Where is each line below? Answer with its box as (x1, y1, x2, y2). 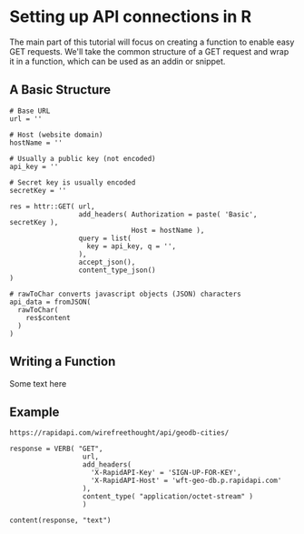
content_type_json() (78, 266, 156, 275)
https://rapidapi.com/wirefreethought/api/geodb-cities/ (9, 428, 230, 438)
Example (9, 404, 60, 419)
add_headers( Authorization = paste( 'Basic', (78, 209, 258, 219)
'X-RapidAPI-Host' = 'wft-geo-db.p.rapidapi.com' (90, 476, 282, 486)
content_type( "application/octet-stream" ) (82, 492, 254, 501)
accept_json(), (78, 257, 136, 267)
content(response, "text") (9, 516, 112, 525)
